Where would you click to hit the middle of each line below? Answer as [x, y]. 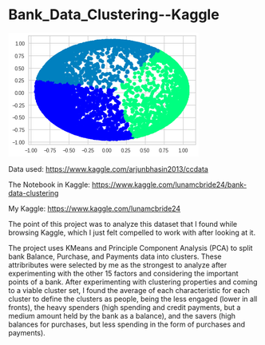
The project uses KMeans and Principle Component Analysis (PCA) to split [131, 248]
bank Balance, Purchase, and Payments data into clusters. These [115, 256]
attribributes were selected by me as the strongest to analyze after [118, 264]
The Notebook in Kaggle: [49, 184]
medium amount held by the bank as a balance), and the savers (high [122, 315]
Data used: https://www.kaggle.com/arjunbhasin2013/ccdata [109, 169]
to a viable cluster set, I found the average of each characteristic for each [129, 290]
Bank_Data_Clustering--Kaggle [114, 15]
